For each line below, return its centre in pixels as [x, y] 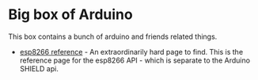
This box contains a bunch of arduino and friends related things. [113, 36]
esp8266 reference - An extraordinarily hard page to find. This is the [131, 51]
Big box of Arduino [70, 15]
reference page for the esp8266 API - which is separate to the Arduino [135, 60]
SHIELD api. [39, 68]
